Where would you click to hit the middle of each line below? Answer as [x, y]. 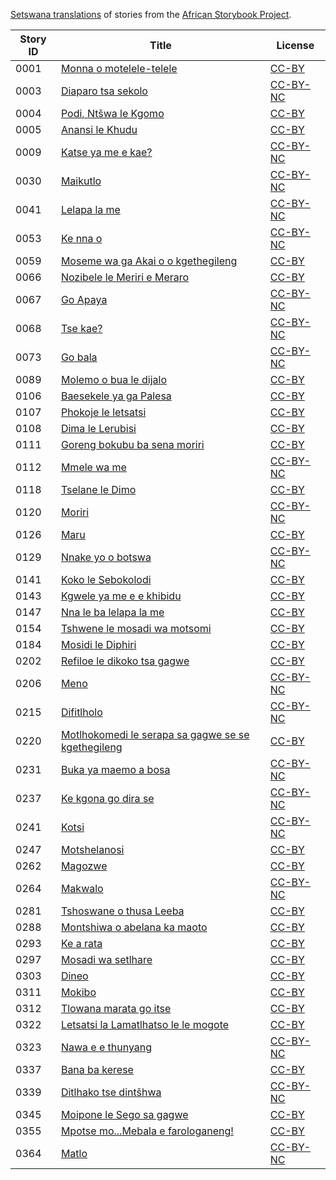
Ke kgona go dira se [107, 798]
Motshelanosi [92, 849]
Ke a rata [81, 943]
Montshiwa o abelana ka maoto [134, 927]
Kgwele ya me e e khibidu [121, 596]
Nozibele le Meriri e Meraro [125, 277]
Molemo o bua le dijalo [113, 379]
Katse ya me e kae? [106, 152]
